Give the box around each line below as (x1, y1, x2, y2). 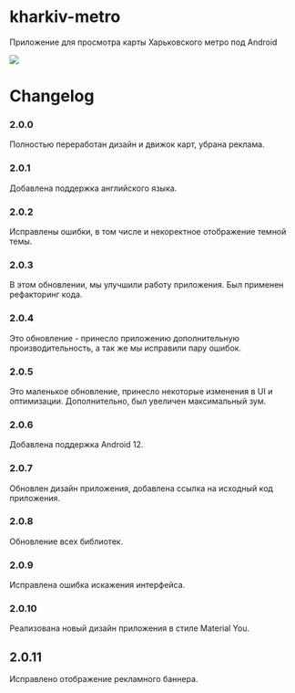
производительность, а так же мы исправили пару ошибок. (9, 342, 242, 353)
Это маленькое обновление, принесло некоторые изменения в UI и (9, 385, 273, 396)
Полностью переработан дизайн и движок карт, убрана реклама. (9, 139, 266, 150)
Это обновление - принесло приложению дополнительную (9, 332, 239, 343)
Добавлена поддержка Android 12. (9, 439, 144, 450)
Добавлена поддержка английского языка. (9, 183, 178, 194)
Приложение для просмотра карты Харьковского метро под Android (9, 37, 278, 47)
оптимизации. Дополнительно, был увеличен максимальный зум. (9, 395, 267, 406)
